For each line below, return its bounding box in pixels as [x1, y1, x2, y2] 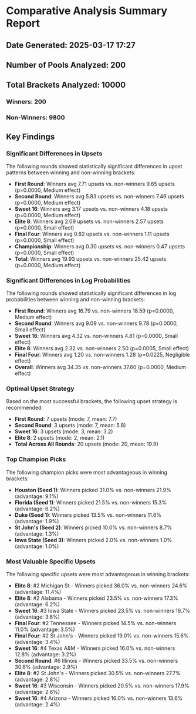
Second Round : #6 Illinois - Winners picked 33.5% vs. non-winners [14, 657, 178, 665]
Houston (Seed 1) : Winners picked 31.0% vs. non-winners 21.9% [14, 486, 171, 493]
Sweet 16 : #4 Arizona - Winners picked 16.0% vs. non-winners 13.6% [14, 695, 183, 702]
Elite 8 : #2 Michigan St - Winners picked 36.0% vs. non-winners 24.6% [14, 582, 188, 589]
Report [6, 16, 40, 30]
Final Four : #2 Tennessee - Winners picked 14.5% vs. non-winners [14, 620, 177, 627]
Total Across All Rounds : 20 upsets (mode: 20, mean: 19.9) [14, 440, 158, 448]
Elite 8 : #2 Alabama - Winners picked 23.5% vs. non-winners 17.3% [14, 595, 178, 602]
